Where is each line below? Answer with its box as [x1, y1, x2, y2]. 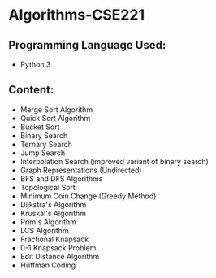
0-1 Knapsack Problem [19, 242, 97, 253]
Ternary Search [19, 139, 73, 149]
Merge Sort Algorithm [19, 104, 93, 115]
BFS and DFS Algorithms [19, 173, 103, 184]
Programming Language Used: [8, 38, 166, 52]
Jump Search [19, 148, 66, 158]
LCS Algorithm [19, 225, 69, 235]
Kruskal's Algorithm [19, 208, 87, 218]
